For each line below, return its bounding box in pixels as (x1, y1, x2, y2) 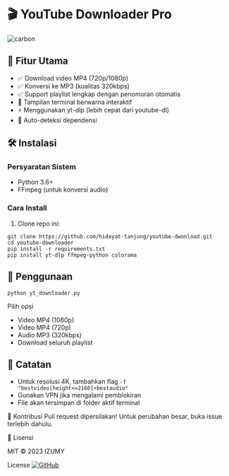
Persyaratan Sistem (7, 162, 76, 172)
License (7, 461, 30, 470)
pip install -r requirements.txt (7, 245, 106, 252)
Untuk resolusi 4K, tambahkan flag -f (17, 377, 127, 386)
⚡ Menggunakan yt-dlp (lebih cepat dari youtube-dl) (17, 105, 170, 114)
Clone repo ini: (17, 219, 61, 228)
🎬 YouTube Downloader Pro (7, 6, 173, 23)
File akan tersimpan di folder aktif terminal (17, 398, 140, 407)
